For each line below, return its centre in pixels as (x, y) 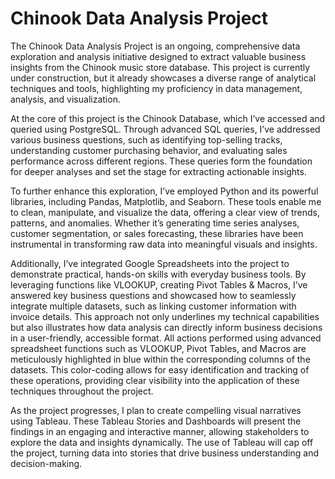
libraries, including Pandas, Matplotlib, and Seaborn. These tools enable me (166, 201)
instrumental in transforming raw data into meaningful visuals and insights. (164, 244)
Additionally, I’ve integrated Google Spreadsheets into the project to (150, 263)
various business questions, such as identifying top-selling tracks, (146, 139)
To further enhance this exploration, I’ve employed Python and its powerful (164, 191)
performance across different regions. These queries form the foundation (161, 161)
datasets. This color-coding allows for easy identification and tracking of (160, 369)
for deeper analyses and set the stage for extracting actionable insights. (158, 171)
